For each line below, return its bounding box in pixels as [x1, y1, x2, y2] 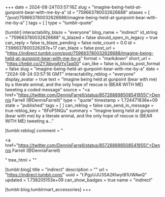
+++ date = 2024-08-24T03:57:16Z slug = [5, 4, 91, 10]
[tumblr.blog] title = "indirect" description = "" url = [5, 167, 108, 172]
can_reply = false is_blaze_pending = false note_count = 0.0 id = [5, 40, 136, 46]
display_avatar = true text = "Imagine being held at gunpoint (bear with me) [5, 76, 158, 82]
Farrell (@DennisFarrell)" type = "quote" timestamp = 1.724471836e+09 [12, 97, 158, 103]
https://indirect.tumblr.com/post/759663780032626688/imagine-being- [7, 50, 154, 56]
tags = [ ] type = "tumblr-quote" [29, 20, 94, 26]
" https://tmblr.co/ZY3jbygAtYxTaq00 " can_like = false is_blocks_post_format [5, 61, 161, 66]
